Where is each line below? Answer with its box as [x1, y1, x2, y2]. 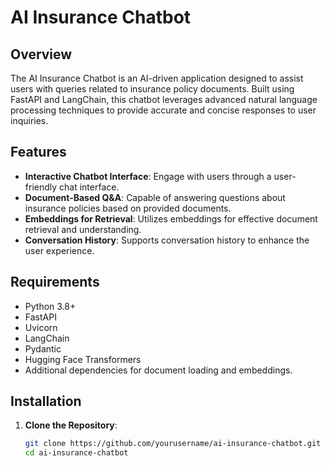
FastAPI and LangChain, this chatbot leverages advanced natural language [10, 94, 318, 105]
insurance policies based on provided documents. [24, 202, 232, 214]
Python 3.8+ [24, 300, 77, 312]
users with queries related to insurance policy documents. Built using [10, 83, 295, 95]
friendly [24, 181, 58, 193]
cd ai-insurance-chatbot [24, 448, 129, 458]
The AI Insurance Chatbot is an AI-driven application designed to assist [10, 72, 304, 84]
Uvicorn [24, 321, 58, 333]
